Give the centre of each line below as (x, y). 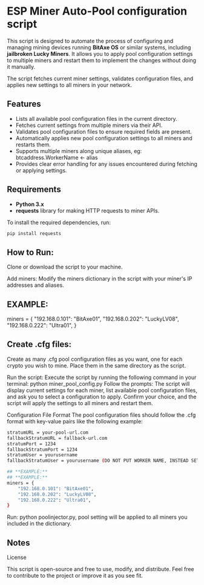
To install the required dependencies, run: (59, 222)
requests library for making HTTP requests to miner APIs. (87, 210)
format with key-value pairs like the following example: (75, 421)
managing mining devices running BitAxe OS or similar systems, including (99, 47)
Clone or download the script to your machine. (65, 267)
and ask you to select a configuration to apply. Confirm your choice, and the (102, 397)
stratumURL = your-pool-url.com (48, 433)
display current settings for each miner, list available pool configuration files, (102, 390)
